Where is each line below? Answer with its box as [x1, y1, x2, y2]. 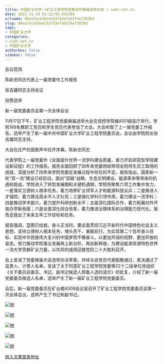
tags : [5, 25, 16, 30]
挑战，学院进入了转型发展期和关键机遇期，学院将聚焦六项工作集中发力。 [13, 181, 158, 188]
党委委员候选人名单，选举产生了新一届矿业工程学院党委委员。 [5, 275, 129, 281]
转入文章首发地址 [5, 354, 39, 360]
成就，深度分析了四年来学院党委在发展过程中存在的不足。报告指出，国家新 [5, 169, 154, 175]
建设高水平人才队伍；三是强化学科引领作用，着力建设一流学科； [30, 193, 158, 200]
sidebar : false [5, 52, 36, 57]
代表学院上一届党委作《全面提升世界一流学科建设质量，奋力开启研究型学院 [5, 157, 154, 163]
